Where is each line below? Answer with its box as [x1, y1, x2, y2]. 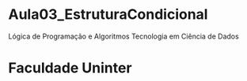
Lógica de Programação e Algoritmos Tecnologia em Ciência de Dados [8, 31, 239, 41]
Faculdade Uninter [8, 59, 132, 77]
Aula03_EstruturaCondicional [8, 6, 208, 24]
